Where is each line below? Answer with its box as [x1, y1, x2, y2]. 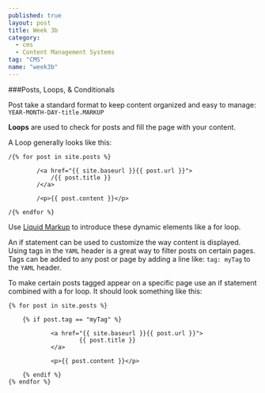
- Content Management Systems [15, 48, 115, 56]
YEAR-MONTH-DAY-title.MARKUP [8, 108, 104, 116]
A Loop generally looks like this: [8, 138, 112, 147]
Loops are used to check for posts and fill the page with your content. [8, 122, 236, 131]
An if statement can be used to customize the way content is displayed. [8, 237, 241, 247]
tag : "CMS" [8, 56, 44, 64]
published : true [8, 11, 62, 20]
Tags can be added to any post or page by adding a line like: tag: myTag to [8, 254, 251, 263]
